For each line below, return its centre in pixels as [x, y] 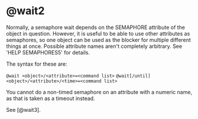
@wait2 [25, 11]
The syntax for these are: [37, 64]
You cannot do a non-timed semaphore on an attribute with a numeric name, [99, 92]
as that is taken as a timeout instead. [51, 98]
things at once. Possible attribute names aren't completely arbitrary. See [94, 46]
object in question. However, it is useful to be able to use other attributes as [98, 33]
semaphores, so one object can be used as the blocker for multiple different [98, 40]
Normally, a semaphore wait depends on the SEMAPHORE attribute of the [95, 27]
